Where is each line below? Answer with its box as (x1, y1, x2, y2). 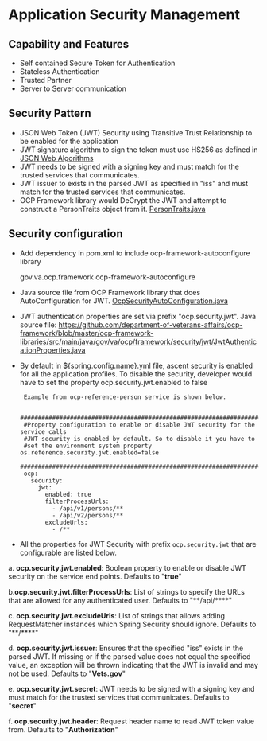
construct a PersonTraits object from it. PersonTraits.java (19, 204, 206, 213)
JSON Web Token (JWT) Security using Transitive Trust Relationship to (19, 127, 253, 137)
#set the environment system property (23, 442, 153, 450)
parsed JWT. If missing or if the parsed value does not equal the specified (8, 651, 251, 661)
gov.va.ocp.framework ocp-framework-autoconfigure (19, 272, 196, 282)
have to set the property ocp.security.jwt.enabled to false (19, 377, 208, 387)
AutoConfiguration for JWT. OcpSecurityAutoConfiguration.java (19, 296, 229, 306)
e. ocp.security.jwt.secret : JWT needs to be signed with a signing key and (8, 684, 255, 693)
